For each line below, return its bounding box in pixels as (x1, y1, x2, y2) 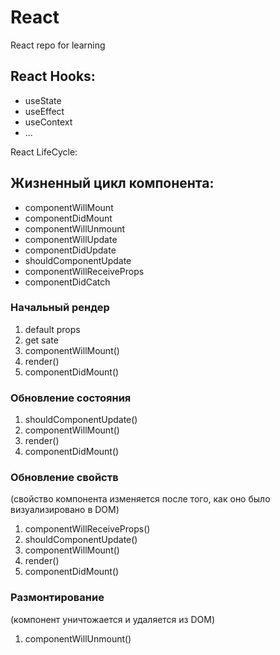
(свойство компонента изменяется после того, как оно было (10, 493, 271, 505)
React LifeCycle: (10, 146, 78, 158)
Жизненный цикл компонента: (10, 175, 215, 192)
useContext (24, 116, 73, 128)
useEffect (24, 105, 65, 117)
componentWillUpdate (24, 233, 118, 245)
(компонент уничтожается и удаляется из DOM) (10, 613, 216, 625)
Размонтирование (10, 591, 105, 605)
